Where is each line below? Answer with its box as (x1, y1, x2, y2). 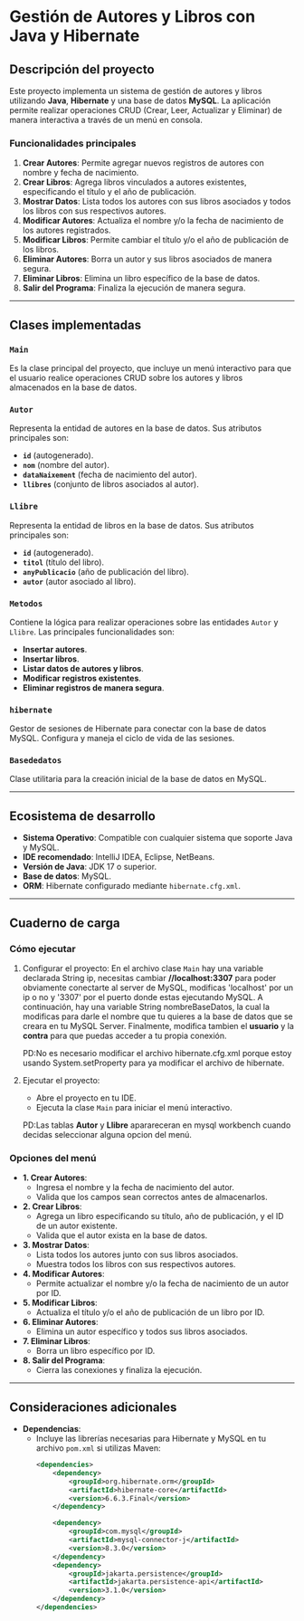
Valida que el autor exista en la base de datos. (35, 1230, 208, 1241)
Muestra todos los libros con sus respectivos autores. (35, 1259, 236, 1270)
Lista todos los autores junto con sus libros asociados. (35, 1249, 239, 1260)
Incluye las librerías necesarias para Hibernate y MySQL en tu (35, 1433, 267, 1445)
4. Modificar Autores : (22, 1269, 105, 1280)
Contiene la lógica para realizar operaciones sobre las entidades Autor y (9, 616, 279, 627)
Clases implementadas (9, 317, 142, 332)
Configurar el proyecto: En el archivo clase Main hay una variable (22, 962, 264, 974)
